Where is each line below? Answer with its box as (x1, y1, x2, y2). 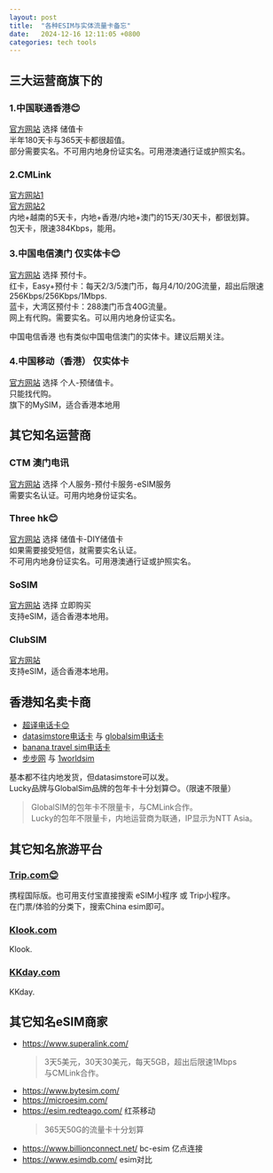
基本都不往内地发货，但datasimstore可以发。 (9, 772, 174, 782)
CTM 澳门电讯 (9, 456, 69, 469)
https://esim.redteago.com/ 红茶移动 (21, 1106, 156, 1116)
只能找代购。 (9, 388, 56, 399)
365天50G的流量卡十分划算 (43, 1124, 144, 1135)
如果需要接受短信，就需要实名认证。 (9, 544, 142, 555)
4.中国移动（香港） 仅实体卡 (9, 355, 130, 368)
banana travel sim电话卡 (21, 742, 111, 753)
